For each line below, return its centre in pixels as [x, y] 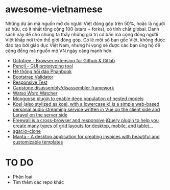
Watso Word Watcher [35, 93]
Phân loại [22, 177]
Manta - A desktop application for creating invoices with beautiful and [86, 136]
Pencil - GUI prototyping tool [43, 66]
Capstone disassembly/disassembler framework [63, 87]
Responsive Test [30, 82]
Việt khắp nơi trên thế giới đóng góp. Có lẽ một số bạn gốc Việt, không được [85, 40]
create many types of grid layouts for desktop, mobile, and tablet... [83, 126]
